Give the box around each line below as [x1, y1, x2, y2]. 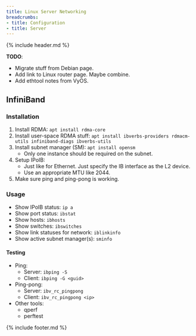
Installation [6, 112, 40, 121]
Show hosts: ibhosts [14, 216, 66, 224]
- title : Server [6, 25, 46, 32]
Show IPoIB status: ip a [14, 203, 73, 211]
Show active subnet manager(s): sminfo [14, 235, 113, 243]
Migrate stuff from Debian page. [14, 65, 94, 72]
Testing [6, 249, 26, 256]
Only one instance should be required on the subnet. [23, 150, 153, 157]
